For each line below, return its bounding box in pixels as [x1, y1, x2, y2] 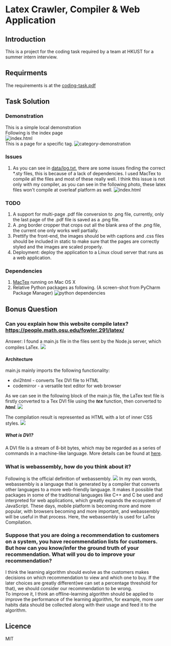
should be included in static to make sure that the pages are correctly [12, 238, 160, 244]
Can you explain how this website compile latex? [5, 320, 129, 327]
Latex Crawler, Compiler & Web [5, 4, 140, 15]
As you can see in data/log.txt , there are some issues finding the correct [12, 165, 165, 171]
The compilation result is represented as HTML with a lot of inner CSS [5, 414, 153, 421]
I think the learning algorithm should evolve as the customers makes [5, 569, 149, 575]
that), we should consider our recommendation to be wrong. [5, 585, 132, 591]
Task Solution [5, 97, 50, 106]
